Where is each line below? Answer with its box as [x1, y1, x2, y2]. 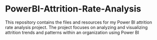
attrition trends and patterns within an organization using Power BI [5, 29, 139, 35]
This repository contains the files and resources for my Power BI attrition [5, 19, 153, 25]
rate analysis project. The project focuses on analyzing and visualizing [5, 24, 148, 30]
